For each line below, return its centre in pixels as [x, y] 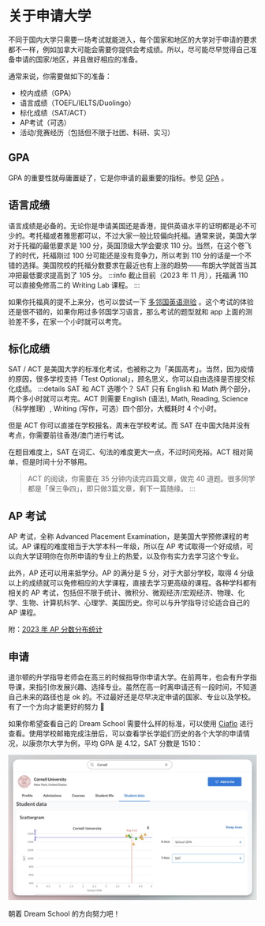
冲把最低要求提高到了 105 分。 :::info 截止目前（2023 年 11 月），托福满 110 [128, 275]
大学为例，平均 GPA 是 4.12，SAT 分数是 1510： [126, 743]
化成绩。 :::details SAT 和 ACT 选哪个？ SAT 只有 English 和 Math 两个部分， [131, 389]
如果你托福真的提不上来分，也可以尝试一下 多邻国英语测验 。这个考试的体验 [131, 302]
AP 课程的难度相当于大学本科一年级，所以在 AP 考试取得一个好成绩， [134, 547]
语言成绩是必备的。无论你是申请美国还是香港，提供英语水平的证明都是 [122, 225]
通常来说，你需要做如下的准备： [60, 76]
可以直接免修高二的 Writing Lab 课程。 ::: [74, 284]
